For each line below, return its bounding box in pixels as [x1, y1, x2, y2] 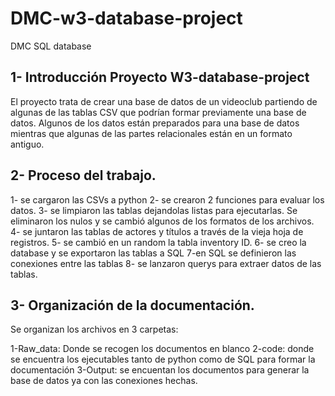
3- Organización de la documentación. [10, 297, 255, 314]
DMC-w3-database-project [10, 7, 243, 30]
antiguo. [10, 138, 45, 150]
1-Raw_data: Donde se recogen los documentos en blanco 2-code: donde [10, 343, 315, 355]
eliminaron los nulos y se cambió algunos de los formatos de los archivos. [10, 215, 315, 227]
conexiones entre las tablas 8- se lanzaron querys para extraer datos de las [10, 257, 322, 269]
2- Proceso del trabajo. [10, 167, 157, 184]
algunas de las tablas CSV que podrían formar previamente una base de [10, 106, 307, 118]
